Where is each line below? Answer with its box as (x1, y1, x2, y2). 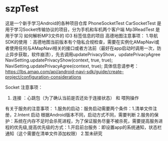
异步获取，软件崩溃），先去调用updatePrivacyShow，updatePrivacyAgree (9, 51, 161, 57)
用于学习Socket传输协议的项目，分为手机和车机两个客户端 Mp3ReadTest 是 (5, 26, 160, 32)
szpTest (5, 3, 39, 14)
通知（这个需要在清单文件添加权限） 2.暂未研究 (5, 130, 102, 136)
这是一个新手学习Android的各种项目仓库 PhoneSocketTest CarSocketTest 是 (5, 20, 161, 26)
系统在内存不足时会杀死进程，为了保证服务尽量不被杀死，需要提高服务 (13, 118, 158, 124)
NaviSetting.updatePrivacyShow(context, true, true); (5, 57, 113, 63)
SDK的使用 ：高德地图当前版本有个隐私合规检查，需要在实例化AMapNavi (5, 38, 155, 45)
